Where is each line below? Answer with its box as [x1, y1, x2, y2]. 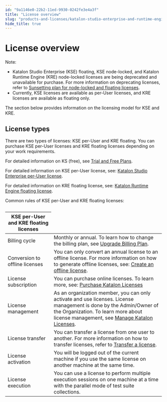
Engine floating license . [5, 188, 53, 194]
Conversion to [7, 255, 41, 262]
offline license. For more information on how [54, 255, 157, 262]
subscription [7, 281, 37, 288]
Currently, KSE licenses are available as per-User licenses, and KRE [12, 90, 151, 96]
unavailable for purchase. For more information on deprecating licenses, [12, 79, 161, 85]
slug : [5, 16, 16, 21]
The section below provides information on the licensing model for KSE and [5, 105, 160, 111]
